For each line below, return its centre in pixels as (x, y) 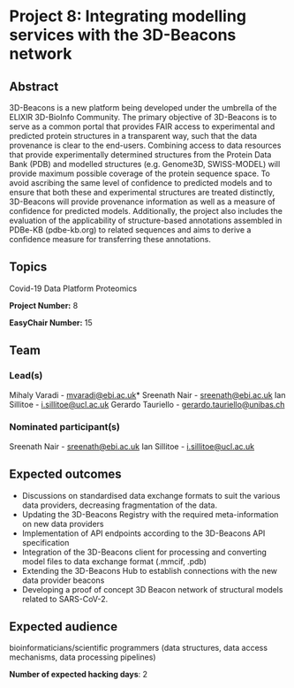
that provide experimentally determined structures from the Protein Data (140, 155)
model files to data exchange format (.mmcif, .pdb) (114, 561)
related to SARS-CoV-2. (65, 599)
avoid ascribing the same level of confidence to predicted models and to (141, 183)
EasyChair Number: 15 (51, 322)
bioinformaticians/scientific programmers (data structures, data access (138, 648)
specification (45, 542)
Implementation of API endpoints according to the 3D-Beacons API (143, 533)
